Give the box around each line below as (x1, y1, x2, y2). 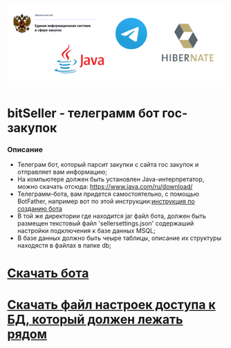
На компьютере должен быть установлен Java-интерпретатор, (17, 175, 205, 183)
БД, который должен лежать (7, 312, 183, 327)
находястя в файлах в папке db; (17, 241, 112, 249)
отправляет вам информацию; (17, 167, 107, 176)
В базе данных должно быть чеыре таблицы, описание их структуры (17, 234, 222, 242)
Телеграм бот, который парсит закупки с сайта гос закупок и (17, 160, 199, 168)
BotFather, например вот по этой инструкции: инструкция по (17, 196, 195, 205)
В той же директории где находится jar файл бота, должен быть (17, 212, 206, 220)
